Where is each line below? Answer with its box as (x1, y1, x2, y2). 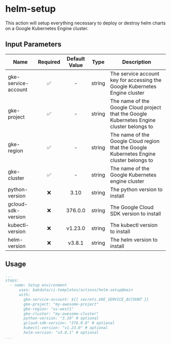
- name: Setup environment (10, 283, 67, 288)
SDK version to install (110, 210, 161, 217)
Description (122, 58, 151, 65)
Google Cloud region (110, 137, 160, 145)
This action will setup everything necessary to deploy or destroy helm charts (5, 20, 166, 26)
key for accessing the (110, 76, 162, 83)
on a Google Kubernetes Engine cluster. (5, 25, 89, 31)
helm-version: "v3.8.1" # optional (23, 330, 99, 335)
